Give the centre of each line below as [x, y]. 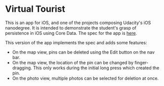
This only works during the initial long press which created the [96, 68]
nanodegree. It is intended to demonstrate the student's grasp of [71, 28]
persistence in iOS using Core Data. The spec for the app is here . [71, 33]
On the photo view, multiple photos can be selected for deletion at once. [85, 78]
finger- [142, 62]
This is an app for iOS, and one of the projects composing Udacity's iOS [78, 23]
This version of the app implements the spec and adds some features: [76, 42]
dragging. [22, 68]
